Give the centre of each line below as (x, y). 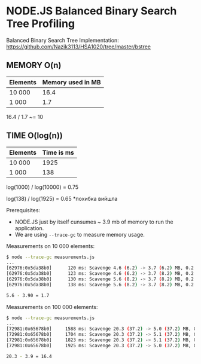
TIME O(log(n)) (34, 136)
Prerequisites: (23, 210)
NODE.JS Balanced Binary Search (92, 11)
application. (29, 228)
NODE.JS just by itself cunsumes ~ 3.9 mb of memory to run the (94, 222)
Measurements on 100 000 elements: (52, 307)
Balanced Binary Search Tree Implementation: (63, 40)
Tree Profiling (41, 24)
